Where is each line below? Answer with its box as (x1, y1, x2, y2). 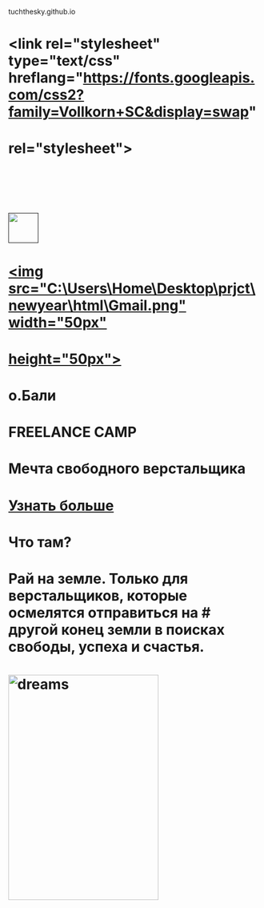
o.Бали (8, 386, 57, 404)
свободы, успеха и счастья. (8, 637, 205, 656)
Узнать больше (8, 496, 114, 515)
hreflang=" (8, 69, 84, 87)
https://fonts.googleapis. (82, 69, 255, 87)
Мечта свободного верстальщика (8, 460, 246, 478)
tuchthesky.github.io (8, 7, 76, 16)
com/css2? (8, 86, 85, 104)
